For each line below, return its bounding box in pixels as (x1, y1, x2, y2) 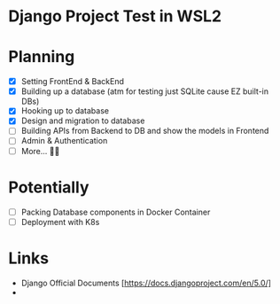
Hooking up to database (20, 105, 110, 116)
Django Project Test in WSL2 (8, 6, 222, 27)
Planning (8, 47, 75, 67)
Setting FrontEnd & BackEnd (20, 76, 125, 87)
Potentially (8, 177, 89, 197)
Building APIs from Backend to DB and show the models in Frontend (20, 126, 269, 136)
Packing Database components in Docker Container (20, 207, 211, 217)
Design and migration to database (20, 115, 145, 126)
